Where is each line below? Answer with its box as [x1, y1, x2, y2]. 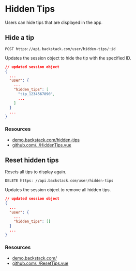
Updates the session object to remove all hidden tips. [5, 187, 111, 193]
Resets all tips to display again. [5, 169, 67, 175]
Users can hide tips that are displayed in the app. [5, 19, 103, 25]
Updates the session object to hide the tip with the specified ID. [5, 55, 132, 61]
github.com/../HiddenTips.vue [12, 142, 72, 148]
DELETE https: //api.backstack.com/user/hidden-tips [5, 179, 114, 183]
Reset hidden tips [5, 156, 59, 164]
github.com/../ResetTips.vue [12, 260, 69, 266]
